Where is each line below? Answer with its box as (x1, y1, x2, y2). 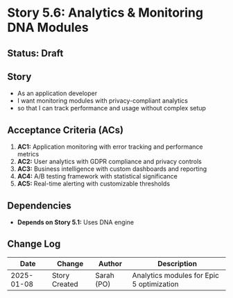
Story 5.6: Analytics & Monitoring (7, 5, 203, 21)
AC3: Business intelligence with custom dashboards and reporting (17, 165, 207, 173)
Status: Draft (7, 47, 64, 59)
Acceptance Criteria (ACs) (7, 124, 123, 136)
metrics (17, 150, 40, 158)
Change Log (7, 238, 61, 250)
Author (98, 258, 123, 268)
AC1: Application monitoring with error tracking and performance (17, 142, 203, 151)
